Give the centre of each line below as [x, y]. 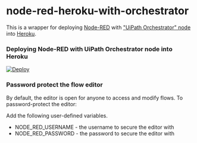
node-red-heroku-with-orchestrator [98, 11]
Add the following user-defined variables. [57, 115]
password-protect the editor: [42, 104]
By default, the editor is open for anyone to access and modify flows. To [95, 98]
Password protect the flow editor [54, 85]
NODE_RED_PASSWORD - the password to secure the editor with [94, 133]
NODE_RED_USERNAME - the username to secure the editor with [94, 127]
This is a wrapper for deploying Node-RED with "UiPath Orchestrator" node [98, 27]
